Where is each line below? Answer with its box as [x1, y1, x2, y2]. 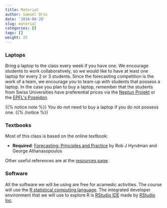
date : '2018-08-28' [5, 16, 46, 21]
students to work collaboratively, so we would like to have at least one [5, 68, 149, 74]
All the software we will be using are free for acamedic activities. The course [5, 181, 162, 187]
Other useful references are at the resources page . [5, 158, 109, 164]
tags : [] [5, 30, 23, 35]
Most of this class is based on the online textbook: [5, 133, 108, 139]
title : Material [5, 7, 39, 12]
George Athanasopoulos [12, 148, 62, 154]
